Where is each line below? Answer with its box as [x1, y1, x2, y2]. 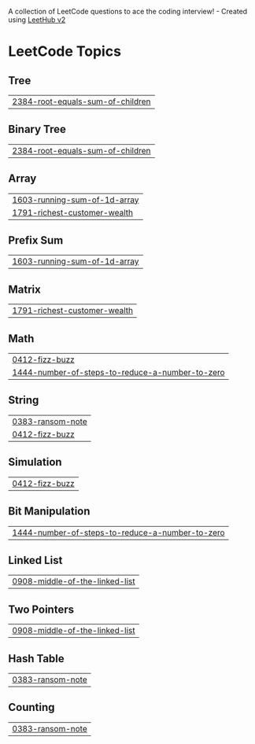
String [8, 393, 39, 407]
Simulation [8, 455, 62, 469]
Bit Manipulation [8, 505, 91, 518]
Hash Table [8, 652, 65, 665]
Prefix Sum [8, 234, 64, 247]
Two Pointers [8, 602, 75, 616]
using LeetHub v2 [8, 15, 66, 24]
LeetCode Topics [8, 42, 122, 61]
